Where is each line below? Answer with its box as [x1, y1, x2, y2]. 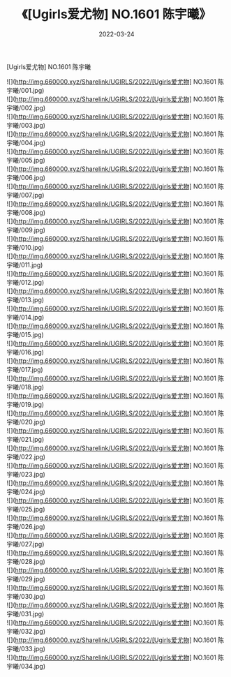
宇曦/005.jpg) [6, 156, 46, 164]
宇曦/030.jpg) [6, 592, 46, 600]
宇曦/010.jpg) [6, 243, 45, 251]
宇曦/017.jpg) [6, 365, 43, 373]
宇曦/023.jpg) [6, 470, 46, 478]
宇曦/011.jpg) [6, 260, 43, 269]
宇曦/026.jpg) [6, 522, 46, 530]
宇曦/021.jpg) [6, 435, 45, 443]
